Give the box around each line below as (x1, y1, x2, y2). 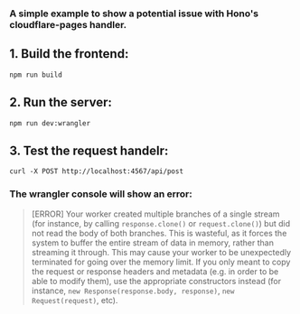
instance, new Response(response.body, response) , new (31, 285, 235, 296)
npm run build (9, 70, 63, 79)
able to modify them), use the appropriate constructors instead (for (31, 275, 282, 286)
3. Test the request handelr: (9, 143, 169, 158)
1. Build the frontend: (9, 46, 129, 61)
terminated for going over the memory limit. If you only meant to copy (31, 256, 291, 267)
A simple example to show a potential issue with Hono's (9, 7, 259, 20)
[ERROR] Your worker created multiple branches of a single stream (31, 208, 280, 219)
